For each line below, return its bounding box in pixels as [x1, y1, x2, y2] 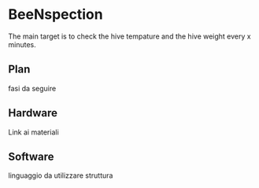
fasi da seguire [8, 83, 57, 93]
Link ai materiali [8, 127, 59, 137]
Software [8, 149, 54, 163]
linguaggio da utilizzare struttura [8, 171, 113, 180]
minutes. [8, 39, 37, 49]
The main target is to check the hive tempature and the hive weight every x [8, 31, 251, 41]
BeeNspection [8, 6, 104, 24]
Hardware [8, 106, 57, 120]
